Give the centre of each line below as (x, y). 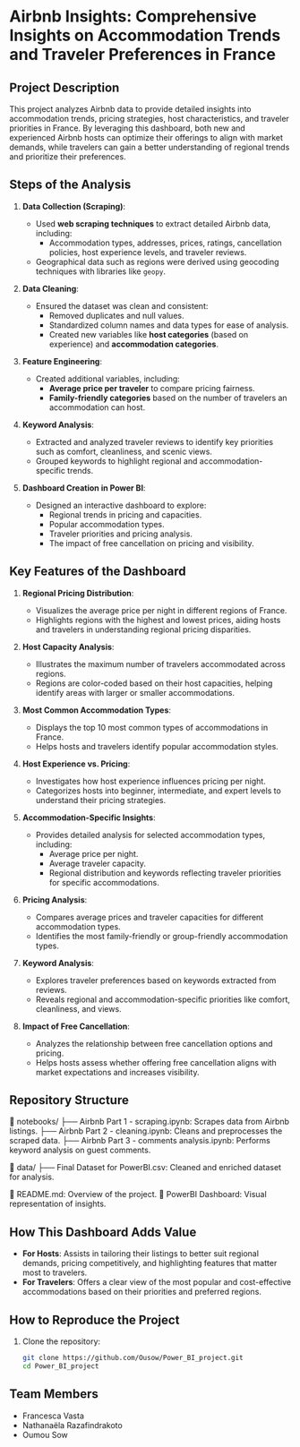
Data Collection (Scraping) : (74, 206)
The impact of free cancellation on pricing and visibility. (151, 543)
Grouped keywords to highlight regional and (116, 461)
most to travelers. (55, 1272)
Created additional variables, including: (108, 379)
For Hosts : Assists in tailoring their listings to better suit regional (141, 1254)
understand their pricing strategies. (101, 800)
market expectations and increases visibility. (117, 1072)
